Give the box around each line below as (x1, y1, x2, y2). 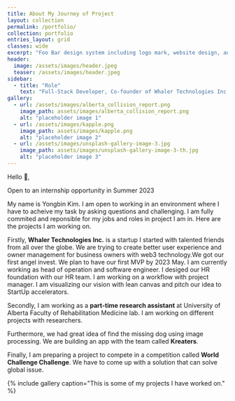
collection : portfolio (7, 29, 73, 37)
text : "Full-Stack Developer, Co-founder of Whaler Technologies (20, 88, 215, 95)
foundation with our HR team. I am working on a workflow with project (7, 272, 209, 281)
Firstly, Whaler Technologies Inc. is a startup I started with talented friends (7, 235, 225, 244)
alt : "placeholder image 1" (20, 114, 101, 121)
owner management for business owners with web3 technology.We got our (7, 250, 225, 259)
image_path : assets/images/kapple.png (20, 127, 133, 134)
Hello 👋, (7, 172, 30, 181)
